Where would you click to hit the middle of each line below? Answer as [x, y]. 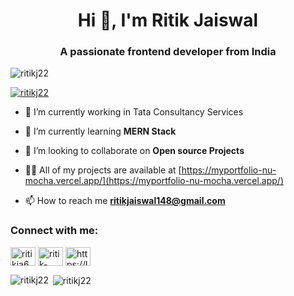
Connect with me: [54, 231]
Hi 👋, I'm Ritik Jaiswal [168, 20]
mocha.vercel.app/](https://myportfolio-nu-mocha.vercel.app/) [154, 181]
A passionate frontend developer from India [168, 52]
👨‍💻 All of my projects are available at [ [103, 170]
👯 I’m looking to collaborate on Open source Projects [134, 151]
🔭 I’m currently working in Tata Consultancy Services [134, 112]
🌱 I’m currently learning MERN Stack [100, 131]
